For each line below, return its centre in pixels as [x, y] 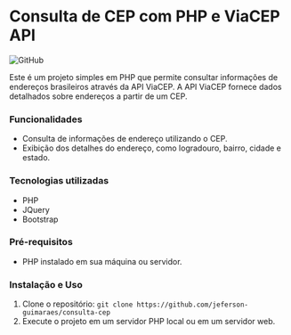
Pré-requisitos [41, 242]
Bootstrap [40, 219]
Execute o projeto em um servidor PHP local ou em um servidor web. [149, 322]
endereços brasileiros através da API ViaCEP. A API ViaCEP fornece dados [145, 86]
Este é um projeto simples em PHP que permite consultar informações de [144, 77]
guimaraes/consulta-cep [66, 313]
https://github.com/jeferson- [193, 305]
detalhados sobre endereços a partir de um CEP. [98, 96]
